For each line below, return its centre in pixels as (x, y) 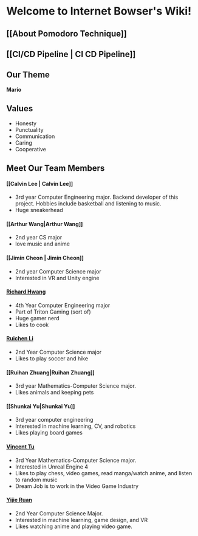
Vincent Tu (20, 447)
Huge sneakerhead (39, 210)
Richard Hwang (26, 292)
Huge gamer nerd (37, 318)
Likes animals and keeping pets (54, 393)
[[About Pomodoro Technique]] (67, 34)
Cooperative (31, 149)
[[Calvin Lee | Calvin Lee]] (40, 184)
